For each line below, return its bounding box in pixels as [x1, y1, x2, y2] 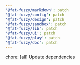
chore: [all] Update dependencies [5, 54, 75, 60]
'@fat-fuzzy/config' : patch [5, 12, 65, 17]
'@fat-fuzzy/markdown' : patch [5, 7, 69, 13]
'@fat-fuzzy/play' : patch [5, 36, 60, 41]
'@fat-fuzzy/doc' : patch [5, 40, 58, 45]
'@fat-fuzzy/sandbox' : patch [5, 21, 67, 27]
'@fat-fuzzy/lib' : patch [5, 26, 58, 31]
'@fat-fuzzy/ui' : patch [5, 31, 56, 36]
